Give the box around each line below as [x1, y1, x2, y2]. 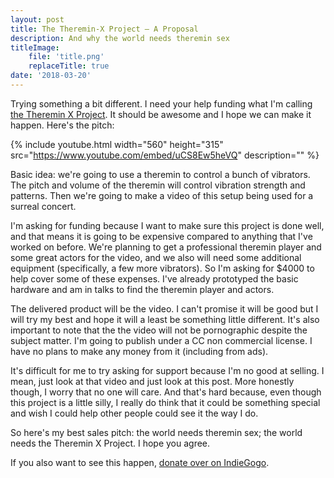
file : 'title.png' [28, 52, 105, 62]
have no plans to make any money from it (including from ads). [10, 345, 269, 357]
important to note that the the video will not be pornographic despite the [10, 324, 308, 336]
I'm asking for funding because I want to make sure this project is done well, [10, 219, 325, 231]
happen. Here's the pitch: [10, 119, 115, 131]
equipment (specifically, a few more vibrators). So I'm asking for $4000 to [10, 262, 315, 274]
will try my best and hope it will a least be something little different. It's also [10, 313, 320, 325]
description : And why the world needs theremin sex [10, 33, 230, 43]
